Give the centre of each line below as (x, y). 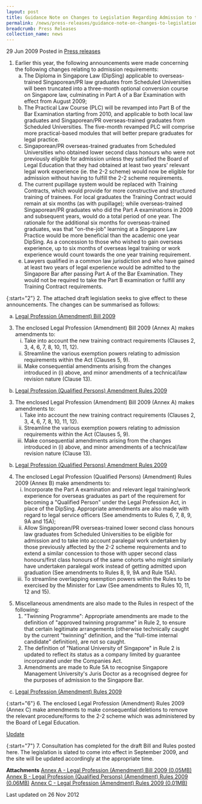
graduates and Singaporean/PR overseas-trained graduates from (104, 120)
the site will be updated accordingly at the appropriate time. (80, 759)
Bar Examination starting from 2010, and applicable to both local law (108, 114)
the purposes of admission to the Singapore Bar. (84, 680)
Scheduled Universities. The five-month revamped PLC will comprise (109, 127)
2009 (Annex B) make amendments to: (63, 483)
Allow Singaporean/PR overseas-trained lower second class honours (109, 528)
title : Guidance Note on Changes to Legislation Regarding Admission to (99, 17)
